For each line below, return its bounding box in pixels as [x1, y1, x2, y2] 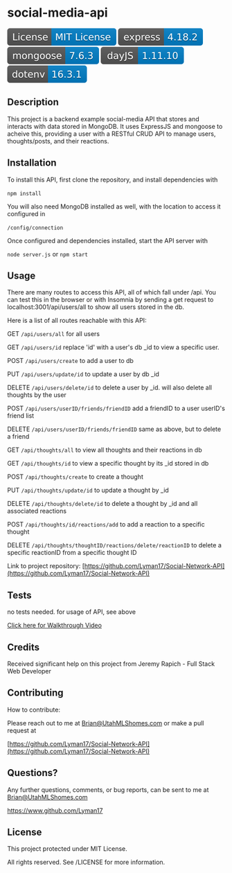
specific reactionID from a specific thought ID [7, 549, 137, 557]
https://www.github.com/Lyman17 [7, 806, 103, 815]
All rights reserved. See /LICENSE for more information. [7, 858, 166, 867]
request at [7, 726, 37, 734]
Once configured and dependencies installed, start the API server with [7, 236, 208, 245]
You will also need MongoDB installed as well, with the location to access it [7, 202, 221, 211]
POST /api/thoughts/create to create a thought [7, 473, 143, 481]
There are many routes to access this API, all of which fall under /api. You [7, 288, 217, 297]
